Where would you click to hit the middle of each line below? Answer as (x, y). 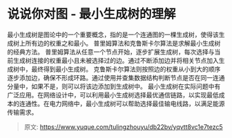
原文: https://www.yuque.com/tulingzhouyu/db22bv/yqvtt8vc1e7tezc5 (123, 127)
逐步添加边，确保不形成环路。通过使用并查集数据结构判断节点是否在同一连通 (116, 77)
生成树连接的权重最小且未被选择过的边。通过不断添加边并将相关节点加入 (116, 60)
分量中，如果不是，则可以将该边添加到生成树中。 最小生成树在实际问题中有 (114, 86)
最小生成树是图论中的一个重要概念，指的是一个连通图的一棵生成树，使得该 (113, 34)
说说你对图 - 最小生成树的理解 (91, 14)
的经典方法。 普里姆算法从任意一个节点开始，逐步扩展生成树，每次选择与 (111, 52)
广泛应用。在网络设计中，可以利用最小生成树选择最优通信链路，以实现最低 (113, 95)
